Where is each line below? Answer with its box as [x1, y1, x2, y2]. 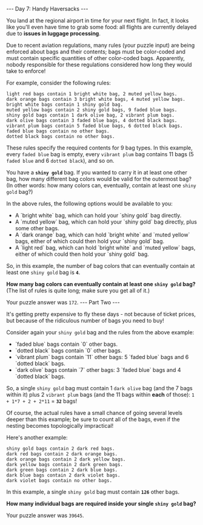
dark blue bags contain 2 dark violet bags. [6, 472, 121, 478]
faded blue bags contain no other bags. [6, 128, 110, 134]
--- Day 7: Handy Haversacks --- [6, 5, 88, 12]
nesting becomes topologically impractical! [6, 422, 114, 429]
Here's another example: [6, 434, 68, 441]
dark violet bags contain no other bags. [6, 478, 113, 484]
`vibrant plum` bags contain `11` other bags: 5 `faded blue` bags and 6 [15, 354, 189, 360]
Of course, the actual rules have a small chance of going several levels [6, 410, 183, 416]
